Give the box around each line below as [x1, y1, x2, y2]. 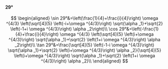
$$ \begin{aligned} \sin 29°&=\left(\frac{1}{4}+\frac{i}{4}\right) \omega [11, 15, 158, 21]
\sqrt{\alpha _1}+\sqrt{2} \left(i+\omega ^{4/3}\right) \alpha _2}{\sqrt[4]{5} [8, 47, 161, 53]
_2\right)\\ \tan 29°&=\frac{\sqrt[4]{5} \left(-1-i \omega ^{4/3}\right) [15, 42, 154, 48]
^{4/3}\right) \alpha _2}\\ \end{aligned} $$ [41, 58, 128, 64]
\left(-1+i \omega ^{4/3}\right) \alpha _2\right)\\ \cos [10, 26, 118, 32]
